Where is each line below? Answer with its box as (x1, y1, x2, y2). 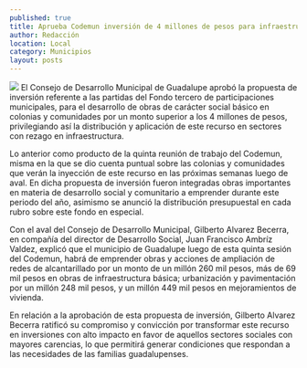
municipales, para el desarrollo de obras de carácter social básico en (9, 101, 270, 112)
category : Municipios (9, 47, 92, 57)
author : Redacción (9, 30, 79, 39)
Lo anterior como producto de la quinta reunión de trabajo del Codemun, (9, 148, 283, 159)
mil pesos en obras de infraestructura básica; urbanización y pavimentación (9, 273, 296, 283)
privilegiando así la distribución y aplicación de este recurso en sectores (9, 121, 282, 131)
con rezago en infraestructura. (9, 131, 125, 142)
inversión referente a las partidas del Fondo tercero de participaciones (9, 92, 274, 102)
